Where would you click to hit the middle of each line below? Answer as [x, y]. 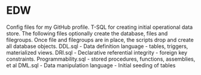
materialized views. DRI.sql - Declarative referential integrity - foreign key [97, 52]
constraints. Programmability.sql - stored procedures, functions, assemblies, [101, 59]
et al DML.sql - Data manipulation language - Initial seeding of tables [91, 65]
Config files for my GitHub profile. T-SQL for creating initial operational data [100, 27]
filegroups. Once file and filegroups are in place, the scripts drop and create [100, 40]
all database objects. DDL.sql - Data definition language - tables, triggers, [97, 46]
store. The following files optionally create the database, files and [87, 33]
